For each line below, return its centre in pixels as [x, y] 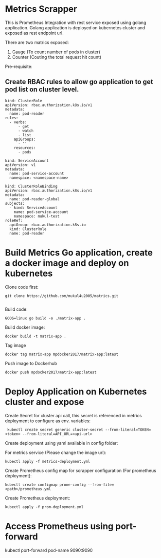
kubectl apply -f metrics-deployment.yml [48, 461]
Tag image [16, 345]
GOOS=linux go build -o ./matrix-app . [45, 318]
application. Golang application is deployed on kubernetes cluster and [75, 27]
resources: [25, 148]
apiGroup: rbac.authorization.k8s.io [48, 225]
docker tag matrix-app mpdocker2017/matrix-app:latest [62, 354]
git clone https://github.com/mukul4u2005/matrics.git [62, 296]
